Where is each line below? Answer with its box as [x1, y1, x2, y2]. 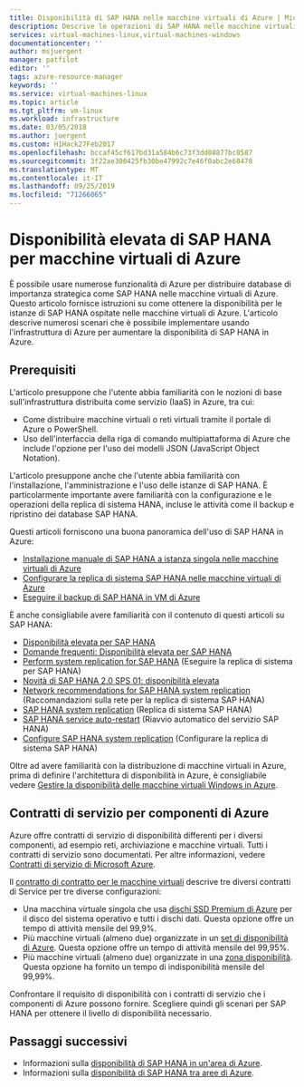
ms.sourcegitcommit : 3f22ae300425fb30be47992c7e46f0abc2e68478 [9, 156, 253, 166]
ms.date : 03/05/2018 [9, 123, 88, 132]
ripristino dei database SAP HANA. [9, 509, 138, 519]
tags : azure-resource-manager [9, 73, 124, 82]
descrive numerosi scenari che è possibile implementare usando [9, 316, 251, 327]
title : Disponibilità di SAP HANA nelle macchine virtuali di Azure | [9, 13, 281, 23]
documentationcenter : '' [9, 38, 103, 48]
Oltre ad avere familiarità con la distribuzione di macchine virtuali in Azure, [9, 760, 287, 771]
